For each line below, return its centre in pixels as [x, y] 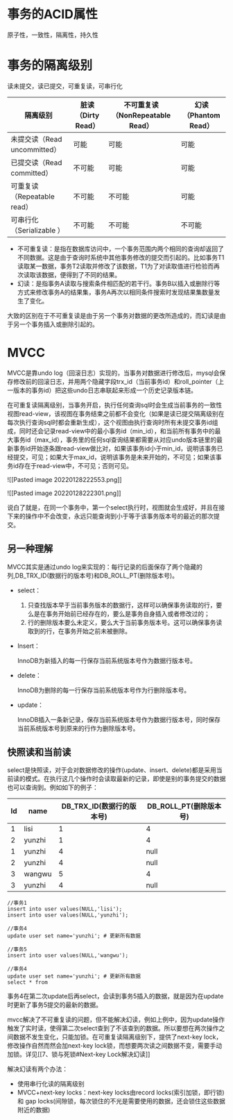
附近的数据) [34, 1110]
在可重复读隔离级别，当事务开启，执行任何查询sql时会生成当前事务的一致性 [115, 405]
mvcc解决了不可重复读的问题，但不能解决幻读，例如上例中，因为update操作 [116, 1020]
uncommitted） [36, 149]
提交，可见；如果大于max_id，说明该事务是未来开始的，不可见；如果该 [114, 457]
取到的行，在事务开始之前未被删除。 [79, 631]
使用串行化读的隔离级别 [51, 1084]
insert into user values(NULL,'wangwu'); [68, 955]
